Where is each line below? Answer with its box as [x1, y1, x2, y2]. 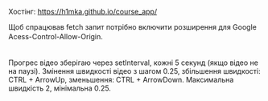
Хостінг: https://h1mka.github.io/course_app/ [8, 7, 158, 16]
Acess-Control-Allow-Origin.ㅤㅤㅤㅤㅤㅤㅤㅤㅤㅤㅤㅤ [8, 32, 181, 41]
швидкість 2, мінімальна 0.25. [8, 83, 111, 93]
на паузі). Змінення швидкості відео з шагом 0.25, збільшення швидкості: [8, 67, 261, 75]
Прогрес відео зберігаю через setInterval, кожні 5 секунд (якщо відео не [8, 58, 259, 67]
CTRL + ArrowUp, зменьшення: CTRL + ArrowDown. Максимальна [8, 75, 234, 84]
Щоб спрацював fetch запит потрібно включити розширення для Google [8, 22, 258, 31]
